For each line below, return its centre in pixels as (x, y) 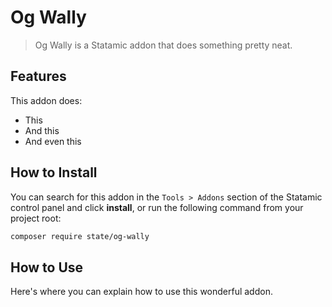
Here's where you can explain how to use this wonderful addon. (141, 292)
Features (38, 76)
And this (42, 130)
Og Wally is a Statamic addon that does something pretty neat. (163, 45)
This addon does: (46, 100)
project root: (36, 218)
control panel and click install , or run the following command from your (157, 207)
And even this (53, 141)
